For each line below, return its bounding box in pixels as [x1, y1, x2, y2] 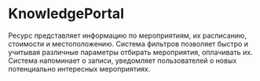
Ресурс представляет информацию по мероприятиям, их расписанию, [8, 31, 247, 40]
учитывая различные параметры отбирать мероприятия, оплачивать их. [8, 47, 253, 57]
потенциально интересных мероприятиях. [8, 64, 151, 73]
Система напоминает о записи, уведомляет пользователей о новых [8, 56, 237, 65]
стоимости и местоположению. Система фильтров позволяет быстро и [8, 39, 249, 48]
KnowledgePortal [8, 5, 124, 23]
